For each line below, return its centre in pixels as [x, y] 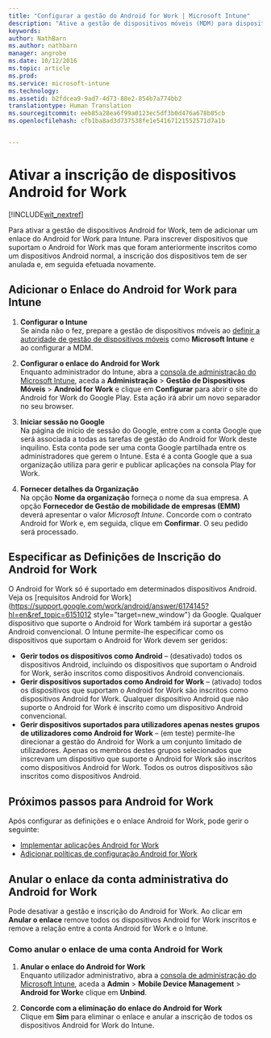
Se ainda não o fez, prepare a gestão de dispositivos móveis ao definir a [140, 330]
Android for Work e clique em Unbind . [83, 993]
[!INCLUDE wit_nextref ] [46, 214]
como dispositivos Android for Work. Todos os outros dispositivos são [136, 768]
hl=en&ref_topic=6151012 [50, 615]
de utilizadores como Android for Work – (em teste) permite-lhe [127, 733]
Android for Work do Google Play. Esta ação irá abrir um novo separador [140, 397]
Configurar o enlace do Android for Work [90, 363]
